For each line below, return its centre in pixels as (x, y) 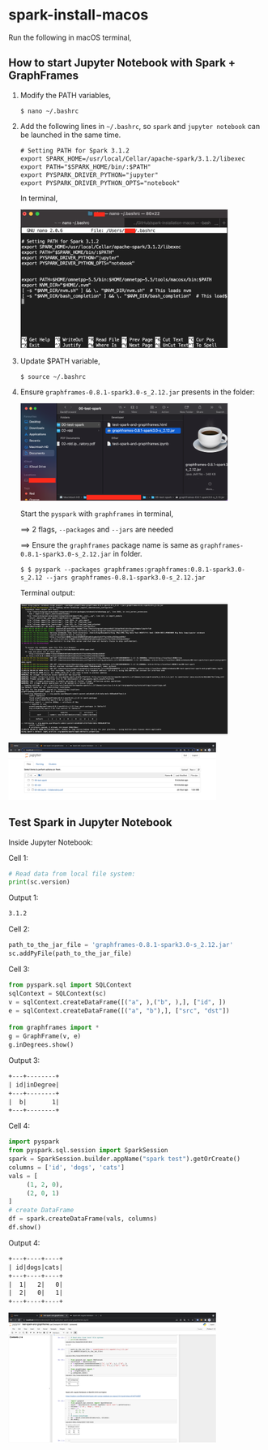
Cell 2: (19, 929)
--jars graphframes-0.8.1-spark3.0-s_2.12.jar (125, 578)
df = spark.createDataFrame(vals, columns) (83, 1219)
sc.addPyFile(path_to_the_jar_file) (70, 954)
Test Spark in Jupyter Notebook (90, 822)
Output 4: (24, 1242)
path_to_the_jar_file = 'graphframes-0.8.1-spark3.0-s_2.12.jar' (121, 945)
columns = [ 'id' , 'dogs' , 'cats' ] (67, 1167)
